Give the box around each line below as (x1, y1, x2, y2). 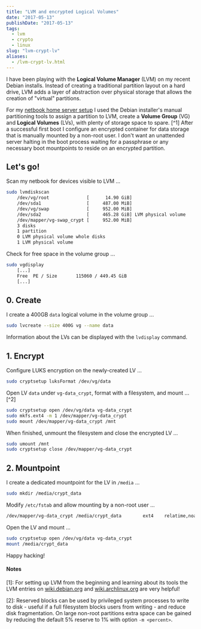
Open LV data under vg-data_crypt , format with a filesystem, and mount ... (6, 389, 190, 396)
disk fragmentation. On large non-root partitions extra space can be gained (6, 609, 191, 616)
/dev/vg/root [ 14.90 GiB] (17, 195, 133, 201)
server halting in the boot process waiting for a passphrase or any (6, 138, 169, 145)
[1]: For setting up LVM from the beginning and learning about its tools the (6, 579, 188, 586)
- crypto (11, 37, 33, 43)
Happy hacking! (6, 552, 45, 559)
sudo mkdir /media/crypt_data (6, 490, 82, 496)
